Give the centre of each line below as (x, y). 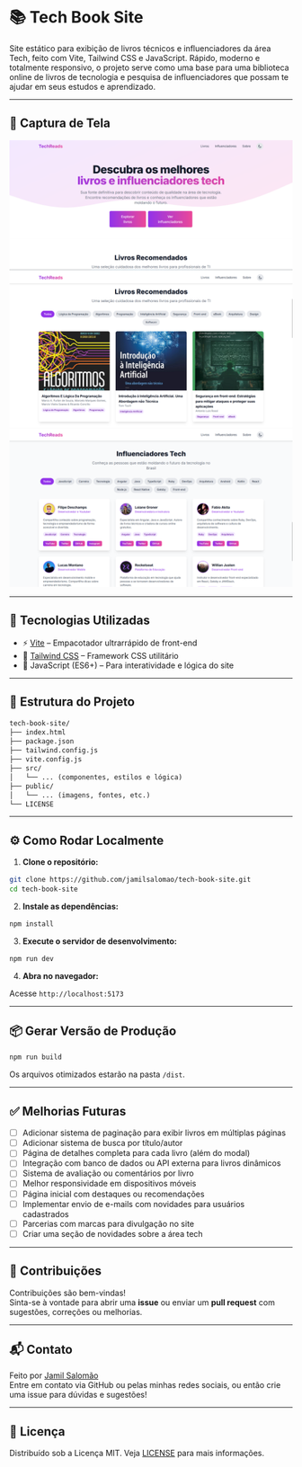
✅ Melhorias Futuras (68, 1111)
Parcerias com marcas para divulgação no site (108, 1223)
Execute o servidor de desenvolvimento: (99, 941)
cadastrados (45, 1214)
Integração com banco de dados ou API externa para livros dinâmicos (151, 1163)
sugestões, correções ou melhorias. (76, 1311)
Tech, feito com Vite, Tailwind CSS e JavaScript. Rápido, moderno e (135, 58)
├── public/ (31, 787)
